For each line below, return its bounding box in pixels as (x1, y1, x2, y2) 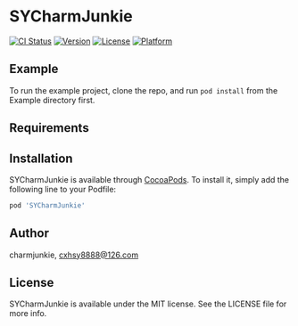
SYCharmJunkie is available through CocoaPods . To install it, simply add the (9, 174, 290, 184)
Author (9, 225, 49, 241)
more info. (9, 308, 47, 319)
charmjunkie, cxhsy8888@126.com (9, 249, 139, 260)
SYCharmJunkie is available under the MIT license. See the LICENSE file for (9, 298, 287, 309)
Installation (9, 151, 73, 166)
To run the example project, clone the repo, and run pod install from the (9, 85, 278, 95)
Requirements (9, 120, 89, 135)
